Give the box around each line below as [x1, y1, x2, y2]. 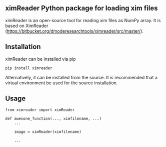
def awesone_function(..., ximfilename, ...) [5, 116, 101, 121]
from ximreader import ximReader [5, 107, 75, 112]
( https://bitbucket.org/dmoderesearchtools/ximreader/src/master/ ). [5, 28, 143, 34]
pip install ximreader [5, 65, 52, 71]
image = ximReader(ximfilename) [14, 129, 81, 134]
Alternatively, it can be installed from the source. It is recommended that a [5, 74, 157, 80]
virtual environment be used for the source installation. [5, 80, 118, 86]
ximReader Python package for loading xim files [5, 4, 158, 13]
